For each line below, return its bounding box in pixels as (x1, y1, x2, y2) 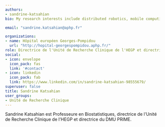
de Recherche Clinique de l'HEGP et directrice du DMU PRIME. (5, 116, 132, 123)
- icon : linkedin (5, 71, 41, 76)
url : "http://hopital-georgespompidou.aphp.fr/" (9, 43, 111, 48)
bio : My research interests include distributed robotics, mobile (5, 16, 144, 21)
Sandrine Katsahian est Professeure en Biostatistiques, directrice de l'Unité (5, 111, 157, 117)
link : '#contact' (9, 66, 45, 71)
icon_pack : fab (9, 75, 41, 80)
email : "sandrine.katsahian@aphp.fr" (5, 25, 82, 30)
